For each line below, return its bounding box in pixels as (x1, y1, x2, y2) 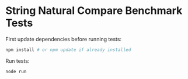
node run (5, 69, 27, 74)
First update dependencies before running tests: (5, 35, 122, 42)
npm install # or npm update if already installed (5, 46, 131, 53)
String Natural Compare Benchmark (5, 4, 183, 17)
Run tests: (5, 57, 30, 64)
